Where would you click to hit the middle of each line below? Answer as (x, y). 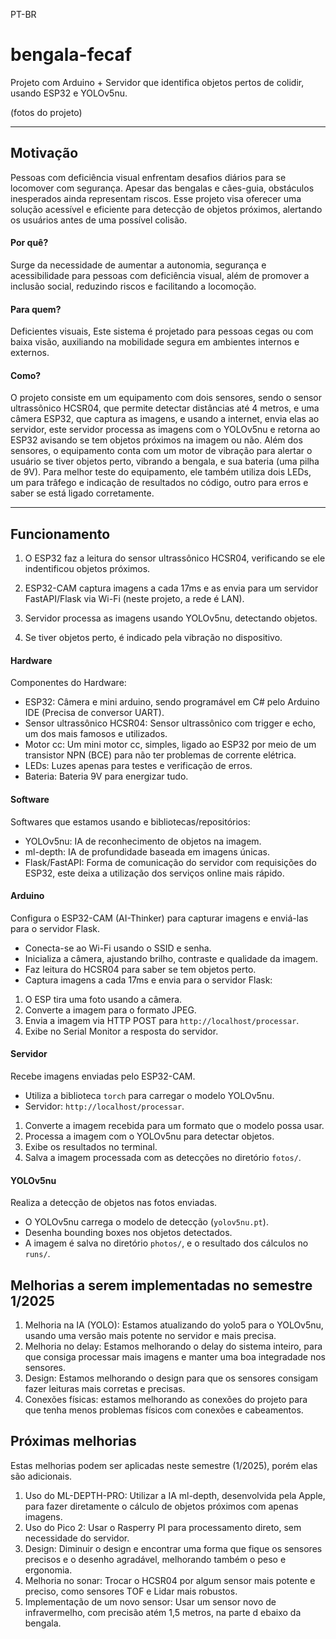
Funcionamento (60, 534)
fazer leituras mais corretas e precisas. (105, 1388)
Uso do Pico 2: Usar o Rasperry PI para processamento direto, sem (163, 1527)
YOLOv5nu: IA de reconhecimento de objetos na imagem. (143, 841)
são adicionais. (41, 1476)
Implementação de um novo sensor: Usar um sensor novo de (150, 1601)
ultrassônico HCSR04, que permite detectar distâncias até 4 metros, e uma (165, 408)
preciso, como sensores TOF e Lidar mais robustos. (131, 1591)
